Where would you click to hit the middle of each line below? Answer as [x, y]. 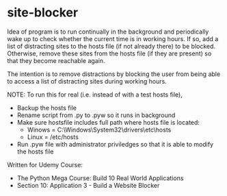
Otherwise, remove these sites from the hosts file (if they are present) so [109, 53]
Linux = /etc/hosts [53, 137]
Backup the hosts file [47, 108]
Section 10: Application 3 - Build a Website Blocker [88, 185]
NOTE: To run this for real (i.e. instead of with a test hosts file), [95, 95]
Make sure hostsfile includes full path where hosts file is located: [108, 122]
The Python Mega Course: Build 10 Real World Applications [100, 178]
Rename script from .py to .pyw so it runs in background [96, 115]
